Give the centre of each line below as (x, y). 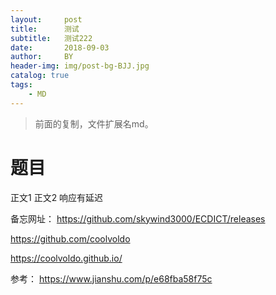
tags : (21, 85)
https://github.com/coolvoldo (70, 238)
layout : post (46, 19)
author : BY (42, 57)
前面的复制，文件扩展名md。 (94, 123)
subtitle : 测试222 (51, 38)
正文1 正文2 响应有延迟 (57, 197)
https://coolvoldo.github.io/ (66, 258)
